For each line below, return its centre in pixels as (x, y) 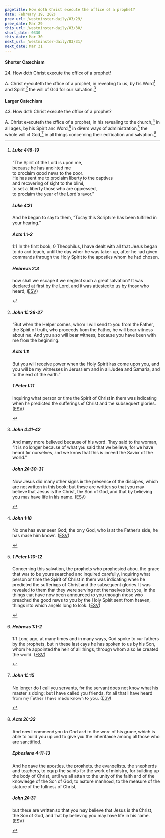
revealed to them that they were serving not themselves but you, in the (84, 590)
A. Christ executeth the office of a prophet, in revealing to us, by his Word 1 (80, 83)
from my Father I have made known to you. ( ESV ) (62, 698)
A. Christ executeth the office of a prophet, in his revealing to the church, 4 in (82, 122)
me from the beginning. (36, 340)
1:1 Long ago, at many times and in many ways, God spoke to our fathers (85, 638)
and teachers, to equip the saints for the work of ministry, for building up (85, 771)
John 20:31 (24, 798)
